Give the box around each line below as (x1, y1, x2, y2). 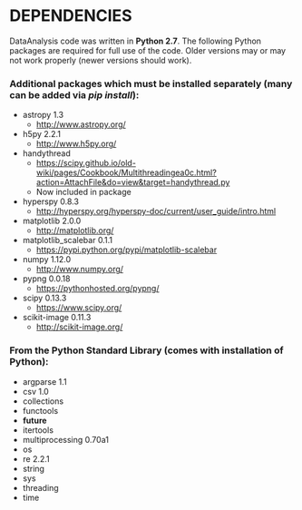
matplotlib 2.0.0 (22, 215, 82, 227)
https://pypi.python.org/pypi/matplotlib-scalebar (35, 244, 218, 255)
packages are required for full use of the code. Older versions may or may (9, 44, 287, 55)
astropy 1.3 (22, 110, 64, 121)
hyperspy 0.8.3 (22, 196, 80, 207)
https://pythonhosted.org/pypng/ (35, 283, 160, 294)
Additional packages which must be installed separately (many (9, 77, 293, 90)
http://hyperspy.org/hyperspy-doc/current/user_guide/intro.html (35, 206, 277, 217)
